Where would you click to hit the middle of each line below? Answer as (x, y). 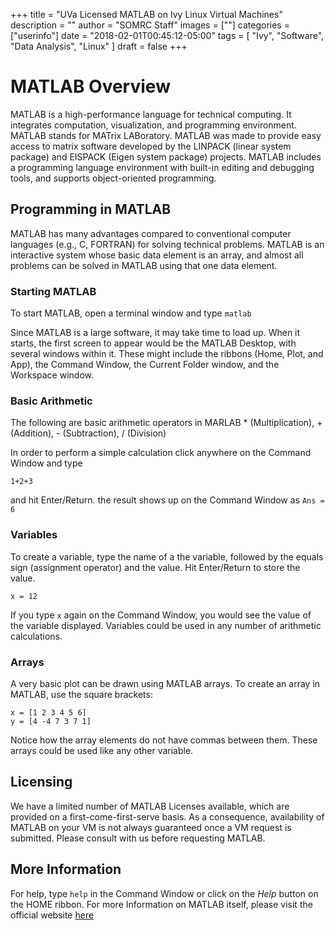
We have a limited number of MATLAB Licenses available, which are (150, 806)
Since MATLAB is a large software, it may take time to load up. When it (155, 333)
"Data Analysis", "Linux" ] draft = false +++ (99, 46)
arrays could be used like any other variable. (102, 750)
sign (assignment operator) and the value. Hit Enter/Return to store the (155, 567)
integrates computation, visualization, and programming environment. (153, 125)
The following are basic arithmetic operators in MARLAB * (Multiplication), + (166, 423)
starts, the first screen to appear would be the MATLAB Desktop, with (153, 343)
